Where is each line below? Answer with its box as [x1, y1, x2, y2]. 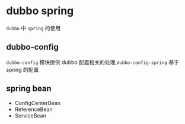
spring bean [6, 84, 52, 94]
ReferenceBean [14, 106, 53, 113]
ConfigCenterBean [14, 99, 61, 106]
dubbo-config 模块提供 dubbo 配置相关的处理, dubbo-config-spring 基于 [6, 58, 180, 66]
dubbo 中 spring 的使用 [6, 24, 61, 31]
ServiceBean [14, 112, 46, 119]
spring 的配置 [6, 66, 39, 73]
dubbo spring [6, 4, 74, 18]
